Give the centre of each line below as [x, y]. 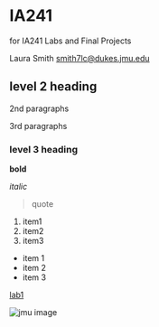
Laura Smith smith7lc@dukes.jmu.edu [80, 58]
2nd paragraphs [39, 108]
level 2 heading [53, 87]
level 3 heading [44, 149]
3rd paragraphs [38, 126]
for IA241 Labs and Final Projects [70, 41]
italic [19, 187]
